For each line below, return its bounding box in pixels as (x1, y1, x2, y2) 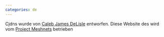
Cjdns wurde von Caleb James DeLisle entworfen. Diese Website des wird (5, 21, 159, 27)
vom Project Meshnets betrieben (5, 26, 73, 32)
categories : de (5, 7, 37, 12)
